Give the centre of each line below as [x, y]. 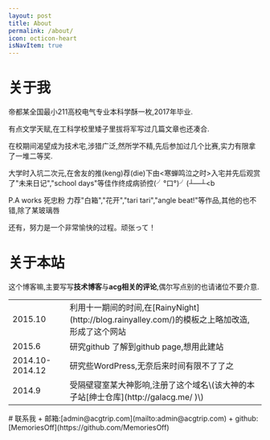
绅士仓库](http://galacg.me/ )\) [146, 397]
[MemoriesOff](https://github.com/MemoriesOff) [89, 428]
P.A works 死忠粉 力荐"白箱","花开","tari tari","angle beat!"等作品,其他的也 [129, 200]
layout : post [30, 16]
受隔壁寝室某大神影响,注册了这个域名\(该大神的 [158, 385]
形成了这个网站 [98, 332]
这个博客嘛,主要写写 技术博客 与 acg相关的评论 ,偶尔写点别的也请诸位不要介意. [134, 287]
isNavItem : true [35, 46]
